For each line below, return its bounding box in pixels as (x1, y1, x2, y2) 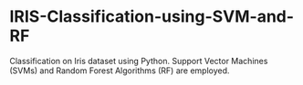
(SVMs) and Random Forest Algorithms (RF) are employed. (9, 65, 230, 76)
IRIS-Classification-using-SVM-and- (9, 6, 295, 27)
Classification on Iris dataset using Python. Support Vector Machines (9, 55, 268, 66)
